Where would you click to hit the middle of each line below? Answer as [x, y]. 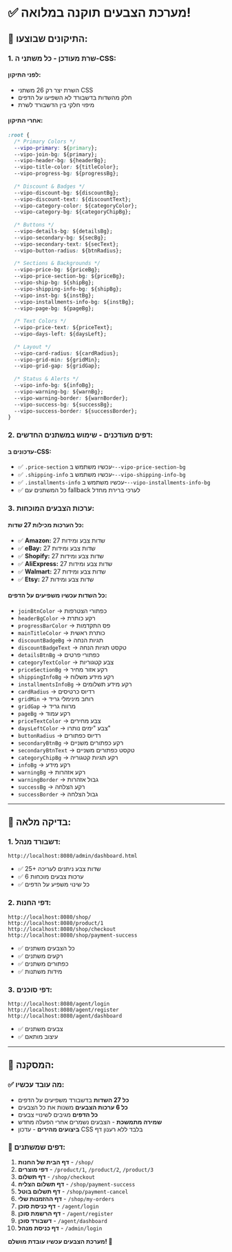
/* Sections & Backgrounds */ [57, 264]
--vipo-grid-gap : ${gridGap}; [57, 366]
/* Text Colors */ [41, 321]
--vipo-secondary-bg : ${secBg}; [61, 237]
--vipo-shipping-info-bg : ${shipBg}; [68, 289]
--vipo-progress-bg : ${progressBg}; [66, 174]
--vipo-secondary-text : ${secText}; [66, 244]
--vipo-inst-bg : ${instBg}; [54, 295]
